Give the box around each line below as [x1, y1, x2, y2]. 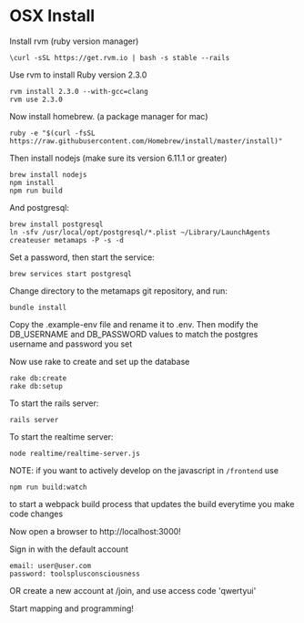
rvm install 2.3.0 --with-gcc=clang [9, 87, 148, 96]
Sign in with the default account [9, 544, 129, 555]
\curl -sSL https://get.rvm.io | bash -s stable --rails [9, 53, 230, 62]
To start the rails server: [9, 398, 99, 409]
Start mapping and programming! [9, 603, 135, 614]
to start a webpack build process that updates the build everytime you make [9, 498, 295, 509]
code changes [9, 508, 64, 519]
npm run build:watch [9, 483, 88, 492]
